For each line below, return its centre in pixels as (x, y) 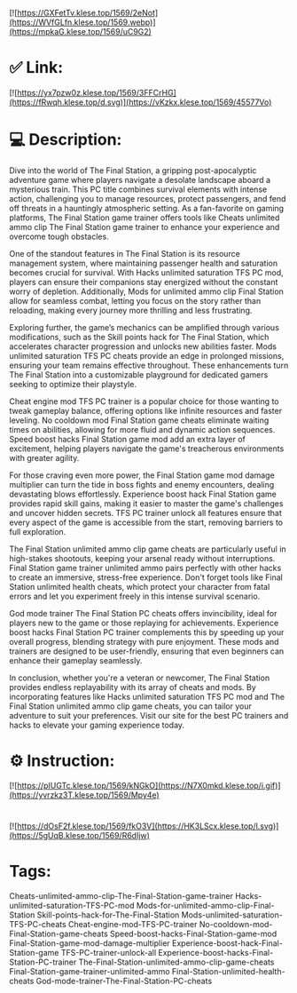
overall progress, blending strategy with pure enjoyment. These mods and (144, 641)
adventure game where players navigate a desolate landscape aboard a (140, 179)
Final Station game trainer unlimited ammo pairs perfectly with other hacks (145, 568)
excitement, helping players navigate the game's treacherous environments (147, 449)
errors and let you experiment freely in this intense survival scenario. (135, 596)
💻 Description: (66, 140)
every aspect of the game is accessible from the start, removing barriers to (146, 522)
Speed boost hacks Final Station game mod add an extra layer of (127, 439)
